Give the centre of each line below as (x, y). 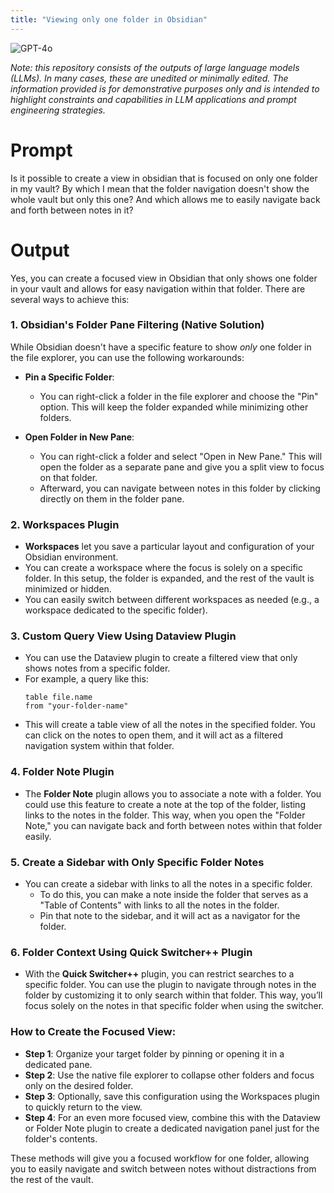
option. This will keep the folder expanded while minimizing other (174, 407)
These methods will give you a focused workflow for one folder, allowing (160, 1158)
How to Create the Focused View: (93, 1032)
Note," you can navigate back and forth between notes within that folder (173, 825)
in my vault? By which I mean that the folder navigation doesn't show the (160, 188)
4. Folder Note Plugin (62, 772)
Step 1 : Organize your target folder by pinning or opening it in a (154, 1053)
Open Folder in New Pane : (79, 437)
